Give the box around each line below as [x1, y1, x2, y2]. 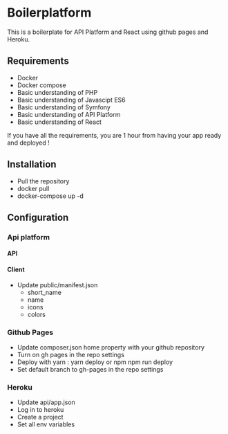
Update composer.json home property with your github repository [17, 343, 205, 351]
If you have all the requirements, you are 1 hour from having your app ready [7, 131, 222, 139]
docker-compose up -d [17, 192, 84, 200]
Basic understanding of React [17, 118, 102, 126]
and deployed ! [7, 138, 50, 147]
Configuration [7, 211, 69, 223]
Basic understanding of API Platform [17, 110, 121, 118]
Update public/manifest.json [17, 280, 98, 289]
